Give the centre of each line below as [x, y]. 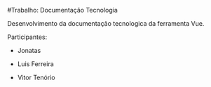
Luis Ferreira [35, 64]
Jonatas [29, 50]
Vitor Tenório [36, 77]
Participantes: [27, 37]
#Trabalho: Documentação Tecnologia [62, 10]
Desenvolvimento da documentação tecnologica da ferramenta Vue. [106, 23]
